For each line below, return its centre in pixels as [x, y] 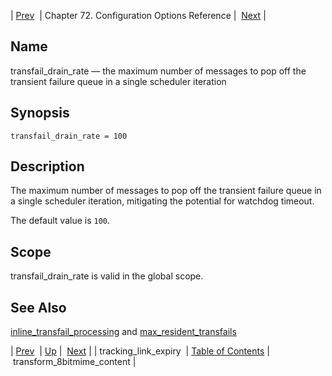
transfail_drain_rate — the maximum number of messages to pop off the [158, 71]
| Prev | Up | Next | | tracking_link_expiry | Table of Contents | [140, 351]
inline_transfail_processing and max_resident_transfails [123, 332]
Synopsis [40, 113]
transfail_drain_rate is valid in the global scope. [107, 276]
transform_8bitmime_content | [74, 362]
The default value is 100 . [60, 221]
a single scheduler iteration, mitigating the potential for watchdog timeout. [162, 201]
